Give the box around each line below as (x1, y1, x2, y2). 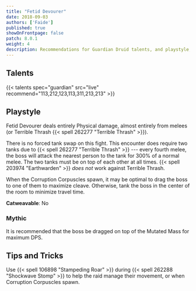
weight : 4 (6, 41, 30, 47)
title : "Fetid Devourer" (6, 8, 66, 15)
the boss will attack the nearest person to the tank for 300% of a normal (6, 153, 180, 160)
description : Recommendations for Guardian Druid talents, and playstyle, (6, 47, 192, 53)
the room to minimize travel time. (6, 188, 85, 196)
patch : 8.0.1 (6, 36, 38, 41)
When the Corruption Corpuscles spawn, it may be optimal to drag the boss (6, 176, 188, 183)
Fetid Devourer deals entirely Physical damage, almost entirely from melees (6, 122, 188, 129)
